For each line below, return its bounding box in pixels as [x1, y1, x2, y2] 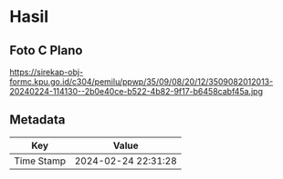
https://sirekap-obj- [9, 66, 84, 77]
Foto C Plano [9, 43, 83, 58]
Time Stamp [14, 154, 67, 167]
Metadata [9, 112, 66, 128]
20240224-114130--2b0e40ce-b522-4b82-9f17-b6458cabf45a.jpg [9, 86, 263, 96]
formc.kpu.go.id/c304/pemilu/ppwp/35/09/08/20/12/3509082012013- [9, 76, 274, 87]
